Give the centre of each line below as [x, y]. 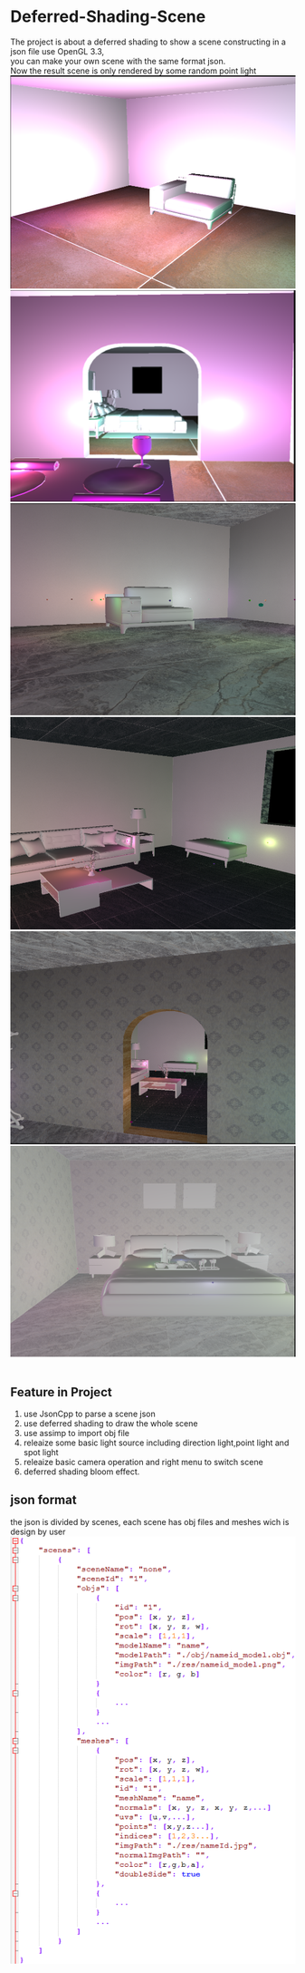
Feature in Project [61, 1392]
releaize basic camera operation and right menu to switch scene [143, 1463]
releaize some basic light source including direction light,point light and [156, 1443]
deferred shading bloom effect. [81, 1472]
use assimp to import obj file [76, 1434]
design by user [38, 1531]
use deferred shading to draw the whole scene [110, 1424]
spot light [41, 1453]
